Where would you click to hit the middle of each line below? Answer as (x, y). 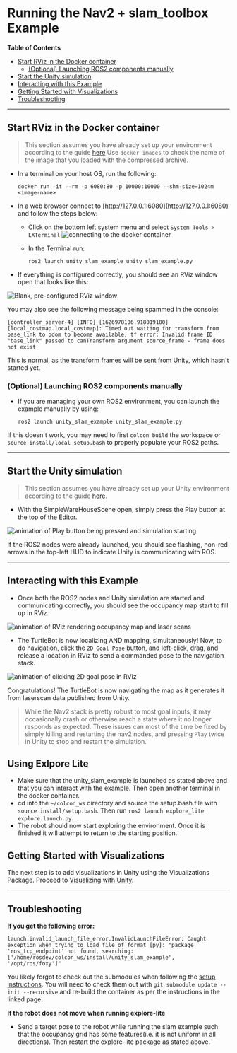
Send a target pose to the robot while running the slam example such (118, 1027)
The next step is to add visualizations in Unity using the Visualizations (109, 873)
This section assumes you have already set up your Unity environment (127, 488)
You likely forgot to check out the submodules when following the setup (111, 977)
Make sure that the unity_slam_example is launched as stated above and (122, 781)
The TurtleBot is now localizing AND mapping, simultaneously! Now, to (120, 640)
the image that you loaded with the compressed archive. (107, 160)
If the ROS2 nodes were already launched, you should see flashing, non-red (117, 544)
